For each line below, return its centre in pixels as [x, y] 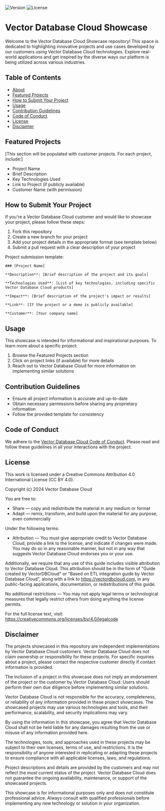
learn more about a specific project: [41, 346]
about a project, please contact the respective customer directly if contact [81, 662]
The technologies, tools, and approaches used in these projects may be [78, 742]
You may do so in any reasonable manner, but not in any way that [78, 548]
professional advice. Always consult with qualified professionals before [77, 798]
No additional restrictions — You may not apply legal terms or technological [82, 594]
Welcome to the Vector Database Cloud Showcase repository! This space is [82, 41]
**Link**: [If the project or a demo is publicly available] [69, 305]
